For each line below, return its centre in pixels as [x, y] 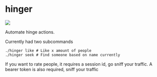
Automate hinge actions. [30, 32]
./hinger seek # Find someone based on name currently [63, 55]
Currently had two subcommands [39, 41]
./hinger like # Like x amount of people [48, 50]
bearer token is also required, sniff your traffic [52, 69]
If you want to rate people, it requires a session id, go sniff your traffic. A [79, 64]
